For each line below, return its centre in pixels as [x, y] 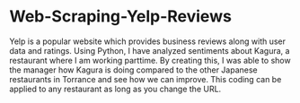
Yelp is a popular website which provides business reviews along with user [147, 41]
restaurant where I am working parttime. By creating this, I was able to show [150, 60]
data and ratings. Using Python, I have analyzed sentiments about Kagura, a [150, 50]
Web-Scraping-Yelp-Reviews [120, 17]
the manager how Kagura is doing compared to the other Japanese [133, 70]
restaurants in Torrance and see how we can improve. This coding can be [146, 79]
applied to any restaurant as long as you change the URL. [115, 89]
